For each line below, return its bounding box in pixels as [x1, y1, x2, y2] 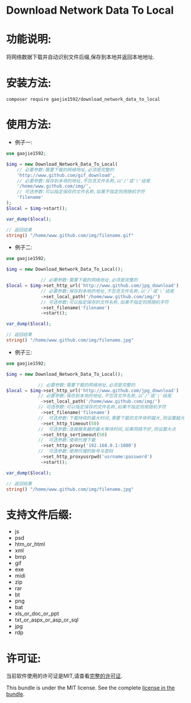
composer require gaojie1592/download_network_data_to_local [6, 96, 161, 103]
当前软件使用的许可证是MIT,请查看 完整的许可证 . [6, 672, 123, 680]
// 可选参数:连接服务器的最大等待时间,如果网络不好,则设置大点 [37, 426, 176, 432]
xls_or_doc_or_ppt [14, 610, 59, 617]
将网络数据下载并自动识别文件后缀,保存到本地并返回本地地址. [6, 53, 155, 61]
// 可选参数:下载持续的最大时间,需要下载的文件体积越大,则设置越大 [37, 415, 185, 421]
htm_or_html [14, 541, 46, 548]
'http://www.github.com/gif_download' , [17, 172, 116, 178]
